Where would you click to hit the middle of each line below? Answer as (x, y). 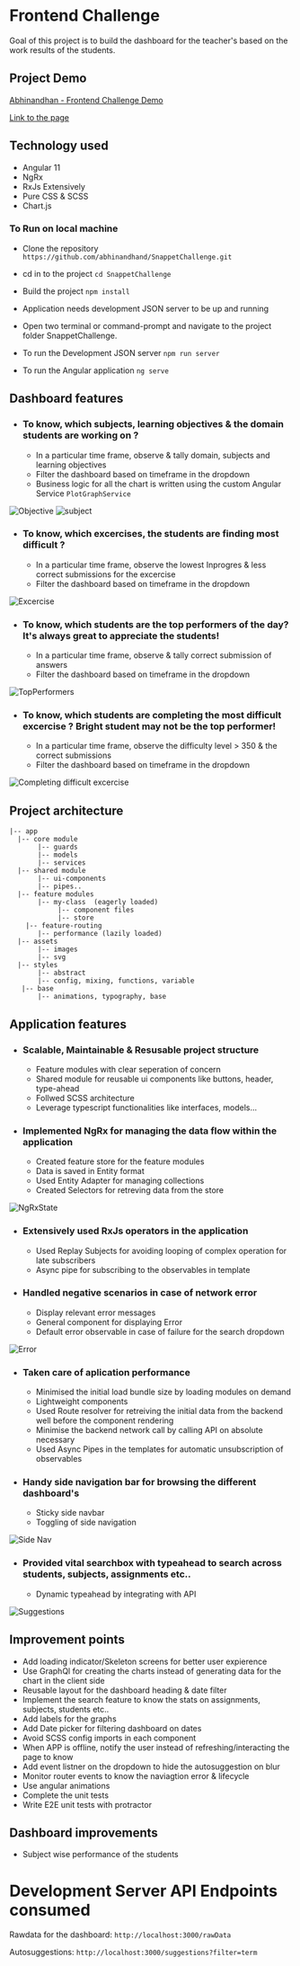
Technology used (59, 146)
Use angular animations (66, 1785)
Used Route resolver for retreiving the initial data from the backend (159, 1411)
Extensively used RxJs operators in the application (135, 1231)
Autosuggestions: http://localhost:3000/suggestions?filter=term (133, 1953)
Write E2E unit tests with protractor (87, 1804)
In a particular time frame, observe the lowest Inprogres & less (151, 565)
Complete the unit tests (66, 1795)
